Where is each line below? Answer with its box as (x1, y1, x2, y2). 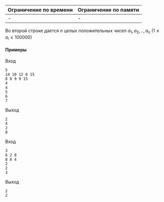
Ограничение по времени (8, 6, 73, 13)
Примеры (5, 47, 27, 53)
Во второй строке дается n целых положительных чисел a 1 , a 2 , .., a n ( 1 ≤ (5, 27, 159, 34)
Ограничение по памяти (77, 6, 139, 13)
